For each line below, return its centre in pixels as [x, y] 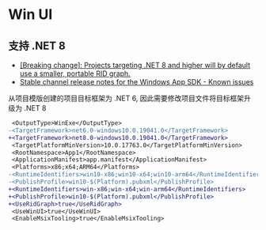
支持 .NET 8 [37, 45]
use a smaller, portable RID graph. [75, 74]
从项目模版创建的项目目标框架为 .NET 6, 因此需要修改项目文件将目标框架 [126, 98]
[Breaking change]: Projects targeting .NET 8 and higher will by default [135, 65]
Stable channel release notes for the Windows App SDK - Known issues [137, 82]
